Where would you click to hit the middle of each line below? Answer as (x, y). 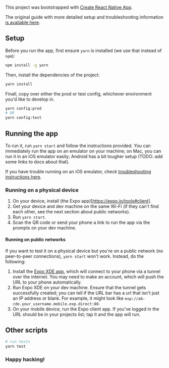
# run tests (18, 342)
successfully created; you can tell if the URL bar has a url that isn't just (86, 293)
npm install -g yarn (27, 65)
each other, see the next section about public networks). (71, 212)
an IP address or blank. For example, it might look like (68, 298)
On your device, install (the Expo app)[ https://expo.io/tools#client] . (82, 201)
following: (15, 261)
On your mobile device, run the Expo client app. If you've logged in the (86, 309)
